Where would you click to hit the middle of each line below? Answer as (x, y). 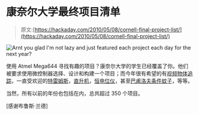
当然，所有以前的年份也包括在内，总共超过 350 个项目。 (75, 93)
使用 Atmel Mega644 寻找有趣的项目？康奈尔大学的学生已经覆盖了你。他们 (97, 66)
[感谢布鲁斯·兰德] (27, 106)
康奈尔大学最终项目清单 (63, 12)
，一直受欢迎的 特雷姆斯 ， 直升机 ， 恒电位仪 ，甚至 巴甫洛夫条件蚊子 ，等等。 (102, 81)
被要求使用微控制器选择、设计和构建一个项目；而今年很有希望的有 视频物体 (97, 73)
